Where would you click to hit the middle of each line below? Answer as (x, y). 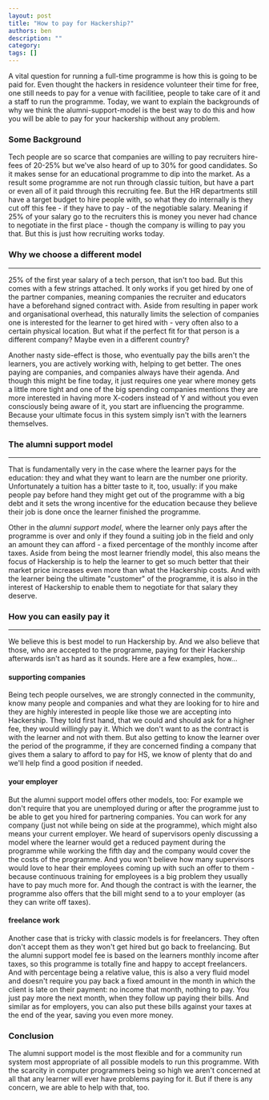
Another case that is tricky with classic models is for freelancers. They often (134, 938)
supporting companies (47, 677)
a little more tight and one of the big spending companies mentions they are (133, 389)
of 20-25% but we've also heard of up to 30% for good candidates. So (141, 166)
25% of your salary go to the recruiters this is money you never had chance (133, 217)
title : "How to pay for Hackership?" (71, 23)
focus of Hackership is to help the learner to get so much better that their (129, 561)
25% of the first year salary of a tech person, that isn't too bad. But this (126, 280)
